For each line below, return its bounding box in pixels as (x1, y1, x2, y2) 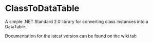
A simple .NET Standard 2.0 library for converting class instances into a (5, 19, 149, 24)
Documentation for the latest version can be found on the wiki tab (5, 33, 137, 39)
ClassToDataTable (5, 3, 79, 14)
